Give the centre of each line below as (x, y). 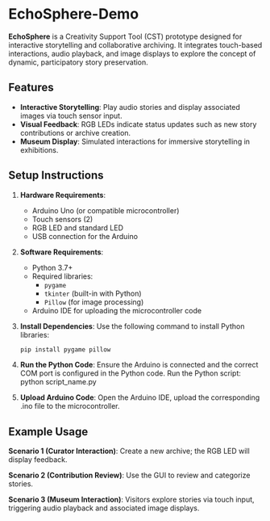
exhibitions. (39, 149)
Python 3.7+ (52, 267)
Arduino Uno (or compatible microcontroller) (106, 210)
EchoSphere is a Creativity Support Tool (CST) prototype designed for (125, 36)
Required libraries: (62, 276)
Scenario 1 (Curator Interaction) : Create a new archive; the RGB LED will (129, 451)
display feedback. (38, 460)
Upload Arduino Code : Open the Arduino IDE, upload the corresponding (140, 397)
